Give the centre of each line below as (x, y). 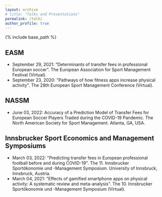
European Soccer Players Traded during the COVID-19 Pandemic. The (82, 118)
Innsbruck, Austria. (31, 173)
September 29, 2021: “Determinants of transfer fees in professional (80, 65)
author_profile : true (27, 23)
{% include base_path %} (31, 37)
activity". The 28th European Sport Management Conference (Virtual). (83, 85)
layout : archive (22, 10)
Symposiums (26, 146)
